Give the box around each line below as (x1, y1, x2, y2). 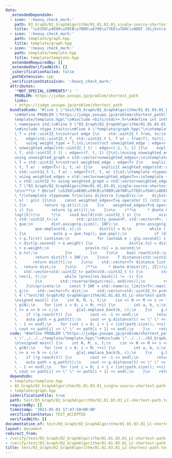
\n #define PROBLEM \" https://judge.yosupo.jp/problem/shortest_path (14, 112, 164, 118)
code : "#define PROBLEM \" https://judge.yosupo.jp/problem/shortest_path (10, 331, 170, 336)
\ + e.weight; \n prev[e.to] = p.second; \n (14, 245, 141, 251)
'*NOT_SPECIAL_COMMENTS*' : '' (14, 88, 79, 94)
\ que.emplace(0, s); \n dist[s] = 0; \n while (14, 226, 161, 232)
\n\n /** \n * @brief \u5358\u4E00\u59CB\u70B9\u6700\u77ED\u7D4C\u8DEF (14, 188, 168, 193)
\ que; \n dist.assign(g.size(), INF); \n (14, 222, 118, 227)
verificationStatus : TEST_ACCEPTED (10, 412, 86, 417)
